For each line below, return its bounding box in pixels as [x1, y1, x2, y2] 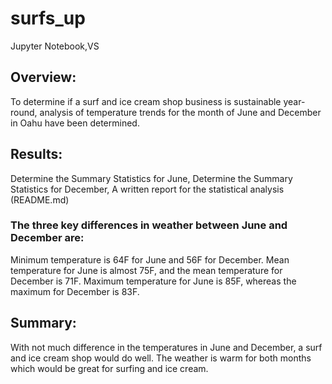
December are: [10, 231, 85, 245]
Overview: [10, 69, 77, 86]
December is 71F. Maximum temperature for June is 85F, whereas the [10, 275, 297, 287]
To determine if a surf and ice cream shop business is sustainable [10, 95, 282, 107]
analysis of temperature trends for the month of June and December [39, 106, 322, 118]
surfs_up [10, 7, 86, 30]
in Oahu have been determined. [10, 117, 140, 129]
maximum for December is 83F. [10, 285, 140, 297]
